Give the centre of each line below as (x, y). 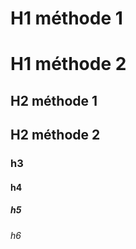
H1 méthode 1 (66, 18)
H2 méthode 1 (54, 100)
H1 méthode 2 (68, 64)
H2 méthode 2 (55, 135)
